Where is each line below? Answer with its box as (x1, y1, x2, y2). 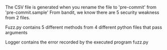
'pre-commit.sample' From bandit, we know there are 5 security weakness (5, 9, 159, 15)
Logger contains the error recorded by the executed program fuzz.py (5, 39, 148, 45)
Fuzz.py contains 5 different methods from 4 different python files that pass (5, 24, 162, 30)
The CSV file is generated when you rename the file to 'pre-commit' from (5, 4, 157, 10)
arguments (5, 30, 28, 35)
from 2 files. (5, 15, 30, 20)
